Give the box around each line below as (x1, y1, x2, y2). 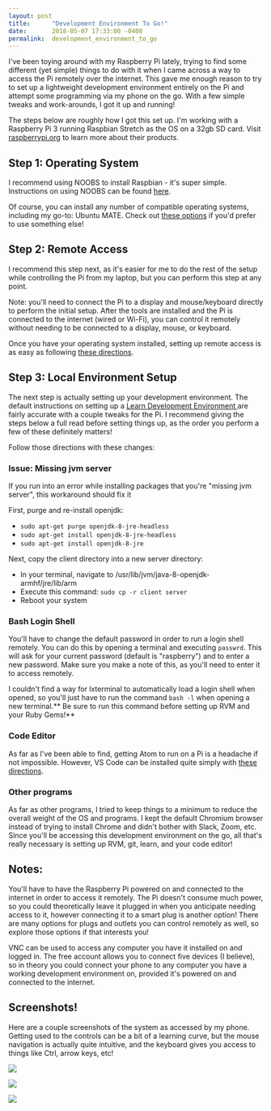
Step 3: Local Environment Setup (8, 370, 178, 385)
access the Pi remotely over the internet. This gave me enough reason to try (8, 74, 262, 83)
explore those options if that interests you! (8, 927, 150, 937)
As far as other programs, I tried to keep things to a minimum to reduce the (8, 804, 257, 814)
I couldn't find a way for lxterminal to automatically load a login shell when (8, 684, 256, 694)
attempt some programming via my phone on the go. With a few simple (8, 91, 245, 101)
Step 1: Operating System (8, 156, 139, 170)
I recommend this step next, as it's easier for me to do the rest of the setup (8, 264, 258, 274)
